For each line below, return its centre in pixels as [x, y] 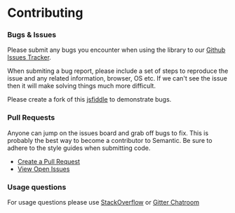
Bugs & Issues [32, 35]
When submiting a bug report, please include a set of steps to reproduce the [118, 71]
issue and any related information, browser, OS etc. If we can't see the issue [117, 78]
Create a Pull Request [49, 161]
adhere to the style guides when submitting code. [79, 148]
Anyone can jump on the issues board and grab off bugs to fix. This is [108, 133]
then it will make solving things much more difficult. [82, 86]
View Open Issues [43, 169]
